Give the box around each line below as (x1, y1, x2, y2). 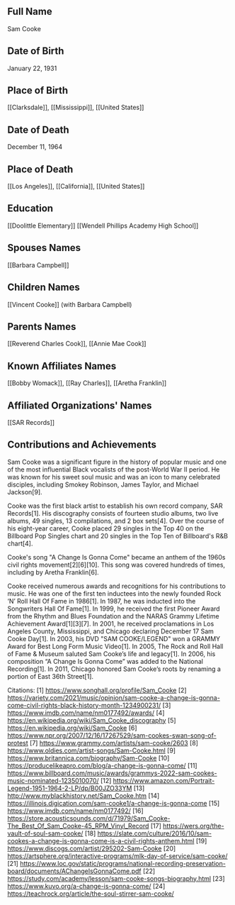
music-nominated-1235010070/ (7, 776, 99, 784)
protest (7, 738, 28, 747)
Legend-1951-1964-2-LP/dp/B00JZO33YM (7, 784, 132, 792)
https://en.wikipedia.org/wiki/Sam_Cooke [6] (7, 723, 137, 732)
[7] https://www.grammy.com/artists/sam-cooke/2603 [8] (29, 738, 198, 747)
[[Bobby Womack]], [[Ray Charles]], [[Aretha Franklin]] (7, 379, 167, 387)
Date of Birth (7, 45, 64, 57)
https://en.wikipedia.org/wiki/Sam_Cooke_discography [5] (7, 716, 176, 724)
